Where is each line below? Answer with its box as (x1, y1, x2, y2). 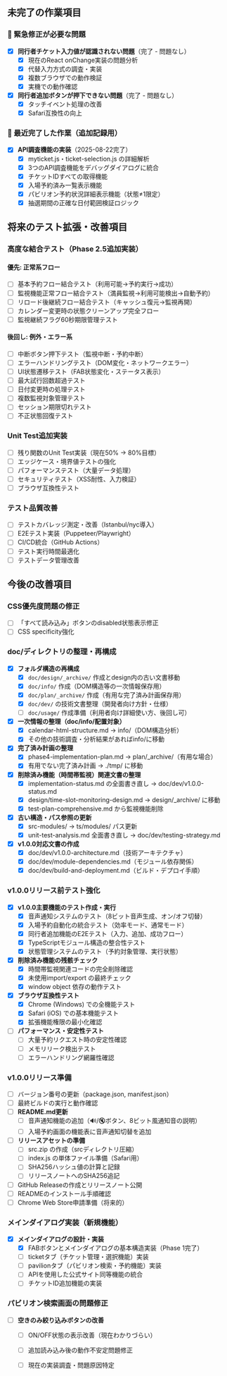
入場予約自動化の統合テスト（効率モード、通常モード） (27, 921, 188, 929)
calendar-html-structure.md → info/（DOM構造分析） (27, 726, 183, 735)
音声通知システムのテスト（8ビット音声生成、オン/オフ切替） (27, 911, 207, 920)
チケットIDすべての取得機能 (27, 172, 108, 180)
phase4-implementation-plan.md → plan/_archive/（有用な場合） (27, 753, 217, 761)
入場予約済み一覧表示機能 (27, 180, 103, 189)
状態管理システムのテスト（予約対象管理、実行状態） (27, 947, 183, 955)
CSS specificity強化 (17, 627, 75, 636)
